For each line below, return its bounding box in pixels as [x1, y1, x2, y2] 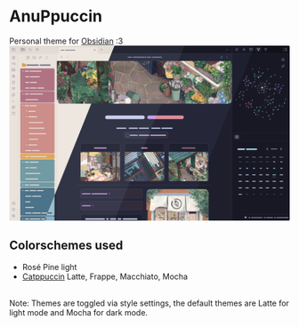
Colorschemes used [9, 238, 124, 253]
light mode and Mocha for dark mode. [9, 307, 149, 317]
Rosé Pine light [21, 261, 77, 272]
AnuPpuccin [9, 6, 102, 27]
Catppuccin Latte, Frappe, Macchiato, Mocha [21, 271, 189, 282]
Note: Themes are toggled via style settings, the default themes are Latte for [9, 298, 289, 308]
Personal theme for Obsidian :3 [9, 36, 124, 46]
